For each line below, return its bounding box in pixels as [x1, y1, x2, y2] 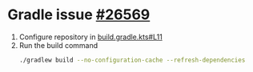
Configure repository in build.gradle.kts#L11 [18, 32, 163, 42]
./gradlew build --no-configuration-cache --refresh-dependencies [18, 56, 246, 64]
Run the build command [18, 40, 98, 50]
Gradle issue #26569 [7, 6, 151, 24]
